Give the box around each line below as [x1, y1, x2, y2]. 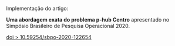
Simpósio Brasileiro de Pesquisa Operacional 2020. [6, 23, 130, 29]
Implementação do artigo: [6, 5, 69, 12]
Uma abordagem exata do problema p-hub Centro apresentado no [6, 16, 170, 23]
